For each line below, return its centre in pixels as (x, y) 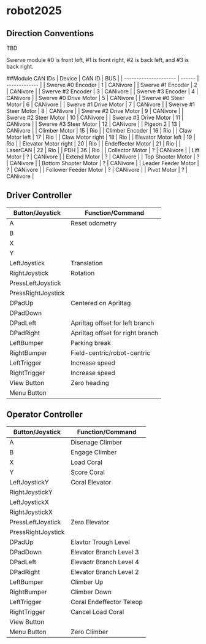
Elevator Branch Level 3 (105, 552)
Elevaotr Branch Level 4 (105, 562)
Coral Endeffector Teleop (106, 602)
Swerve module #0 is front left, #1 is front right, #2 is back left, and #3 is (97, 60)
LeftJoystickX (29, 502)
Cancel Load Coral (97, 611)
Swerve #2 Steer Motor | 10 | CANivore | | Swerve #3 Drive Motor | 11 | (95, 118)
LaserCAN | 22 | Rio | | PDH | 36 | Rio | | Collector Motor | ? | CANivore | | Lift (103, 150)
